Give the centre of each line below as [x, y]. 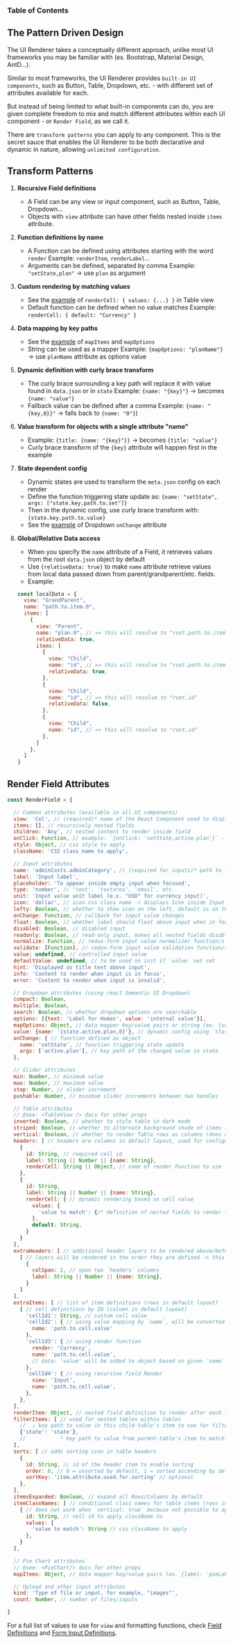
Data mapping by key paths [58, 328]
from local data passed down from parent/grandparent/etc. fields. [122, 574]
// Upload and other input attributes [70, 1587]
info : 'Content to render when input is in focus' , [90, 974]
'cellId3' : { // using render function [83, 1342]
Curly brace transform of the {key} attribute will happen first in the [122, 447]
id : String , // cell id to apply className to [94, 1516]
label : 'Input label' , [46, 877]
